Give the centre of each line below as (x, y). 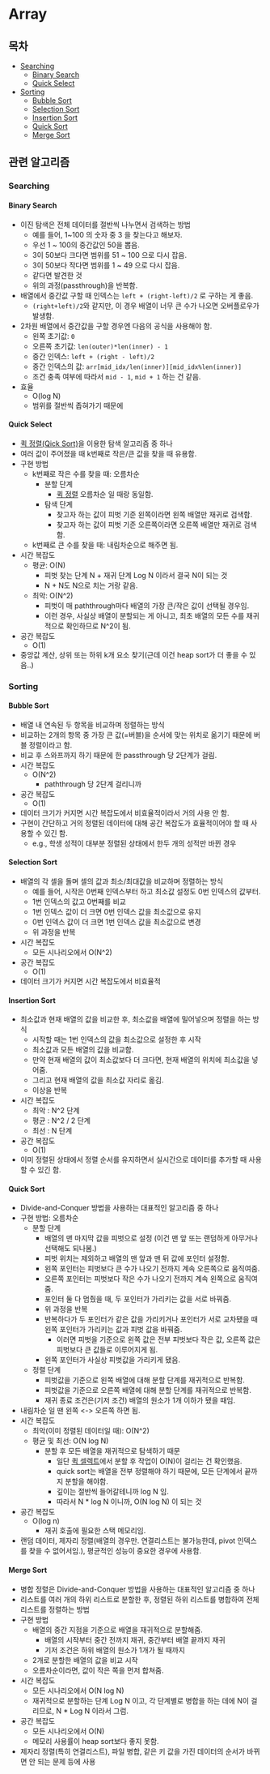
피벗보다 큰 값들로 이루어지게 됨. (107, 1350)
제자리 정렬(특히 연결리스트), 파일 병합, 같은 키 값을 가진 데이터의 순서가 (132, 1751)
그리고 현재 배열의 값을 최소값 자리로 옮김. (98, 1080)
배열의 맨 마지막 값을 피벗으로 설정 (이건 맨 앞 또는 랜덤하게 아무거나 (151, 1238)
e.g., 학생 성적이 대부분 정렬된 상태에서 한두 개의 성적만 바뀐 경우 (134, 843)
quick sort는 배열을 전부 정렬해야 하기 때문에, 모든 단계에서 (149, 1472)
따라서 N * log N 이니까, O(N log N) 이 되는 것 (129, 1502)
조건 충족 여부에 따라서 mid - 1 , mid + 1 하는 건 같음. (116, 376)
